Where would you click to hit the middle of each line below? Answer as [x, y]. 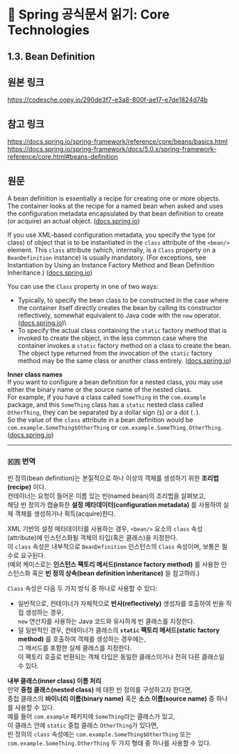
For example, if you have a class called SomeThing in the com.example [107, 397]
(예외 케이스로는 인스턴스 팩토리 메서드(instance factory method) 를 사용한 [113, 564]
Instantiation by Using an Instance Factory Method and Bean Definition [111, 265]
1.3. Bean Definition [51, 57]
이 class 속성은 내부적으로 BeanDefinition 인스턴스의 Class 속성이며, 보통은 [114, 547]
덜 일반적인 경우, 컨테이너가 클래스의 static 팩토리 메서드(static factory [118, 630]
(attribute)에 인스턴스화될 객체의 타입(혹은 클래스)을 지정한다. [92, 538]
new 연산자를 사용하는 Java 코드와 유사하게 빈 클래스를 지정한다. [106, 621]
